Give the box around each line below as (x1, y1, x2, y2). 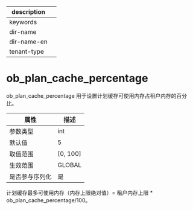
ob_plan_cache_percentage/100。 (6, 196, 91, 204)
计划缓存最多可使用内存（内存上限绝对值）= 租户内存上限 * (6, 189, 153, 196)
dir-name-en (9, 37, 48, 46)
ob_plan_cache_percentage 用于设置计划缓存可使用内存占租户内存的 (6, 92, 177, 99)
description (11, 8, 45, 16)
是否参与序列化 (9, 172, 52, 180)
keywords (9, 18, 37, 26)
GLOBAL (57, 161, 82, 169)
